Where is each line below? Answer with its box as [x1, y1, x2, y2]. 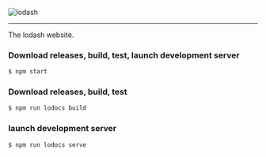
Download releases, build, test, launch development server [8, 50, 240, 61]
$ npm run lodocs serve [8, 140, 87, 149]
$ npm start [8, 68, 47, 76]
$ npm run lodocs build [8, 104, 87, 112]
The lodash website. [8, 30, 74, 39]
